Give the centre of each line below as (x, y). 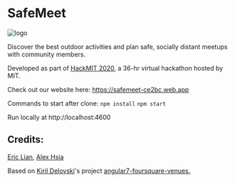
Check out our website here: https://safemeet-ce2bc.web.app (98, 89)
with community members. (47, 54)
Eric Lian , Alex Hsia (36, 157)
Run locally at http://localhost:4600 (59, 117)
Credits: (26, 140)
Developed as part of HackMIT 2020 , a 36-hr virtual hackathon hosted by (115, 68)
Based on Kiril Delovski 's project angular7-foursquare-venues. (99, 171)
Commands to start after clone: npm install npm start (87, 103)
